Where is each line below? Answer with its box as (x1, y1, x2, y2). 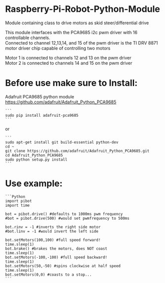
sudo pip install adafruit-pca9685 (5, 113, 79, 118)
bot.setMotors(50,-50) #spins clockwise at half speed (5, 263, 121, 268)
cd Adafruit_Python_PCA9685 (5, 152, 63, 158)
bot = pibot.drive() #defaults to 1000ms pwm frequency (5, 211, 123, 216)
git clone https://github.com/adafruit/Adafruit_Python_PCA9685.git (5, 148, 150, 153)
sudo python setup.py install (5, 157, 68, 162)
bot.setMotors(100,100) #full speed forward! (5, 237, 101, 242)
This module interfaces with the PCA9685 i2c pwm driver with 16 (5, 29, 138, 35)
